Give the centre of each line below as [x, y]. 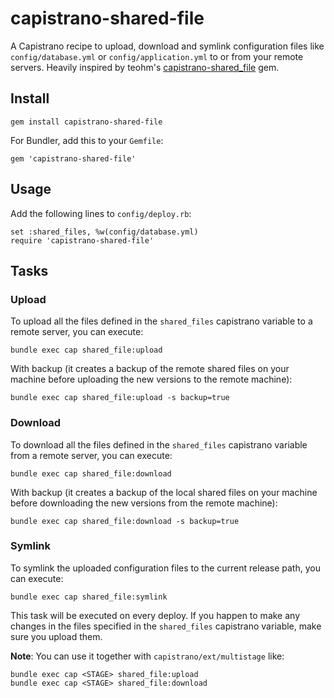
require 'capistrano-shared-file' [82, 240]
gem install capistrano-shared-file [86, 122]
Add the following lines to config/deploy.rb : [101, 213]
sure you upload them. [56, 636]
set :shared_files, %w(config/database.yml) [104, 232]
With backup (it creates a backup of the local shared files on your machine [164, 492]
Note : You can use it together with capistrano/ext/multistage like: [147, 656]
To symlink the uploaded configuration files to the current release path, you [165, 568]
